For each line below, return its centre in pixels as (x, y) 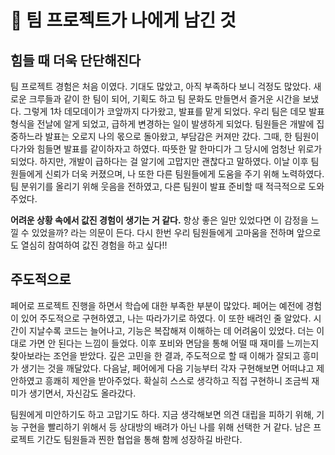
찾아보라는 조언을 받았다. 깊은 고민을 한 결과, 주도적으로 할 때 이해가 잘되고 (155, 355)
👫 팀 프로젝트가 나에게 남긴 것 (123, 20)
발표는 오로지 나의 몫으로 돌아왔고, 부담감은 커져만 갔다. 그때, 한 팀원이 (182, 136)
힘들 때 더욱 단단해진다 (76, 60)
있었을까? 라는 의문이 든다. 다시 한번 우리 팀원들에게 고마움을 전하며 (163, 232)
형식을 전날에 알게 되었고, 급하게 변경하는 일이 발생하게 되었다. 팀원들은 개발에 (162, 124)
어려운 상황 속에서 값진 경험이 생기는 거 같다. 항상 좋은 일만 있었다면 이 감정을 (159, 220)
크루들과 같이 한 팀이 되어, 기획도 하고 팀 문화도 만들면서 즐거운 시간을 (164, 99)
